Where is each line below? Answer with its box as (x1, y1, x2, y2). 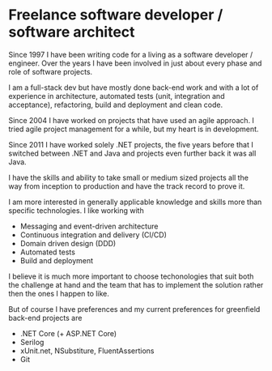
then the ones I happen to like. (8, 288, 109, 298)
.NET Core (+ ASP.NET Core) (19, 328, 117, 338)
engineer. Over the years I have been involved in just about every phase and (8, 58, 262, 68)
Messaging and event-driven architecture (19, 221, 159, 231)
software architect (8, 23, 135, 41)
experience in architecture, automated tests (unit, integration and (8, 91, 225, 100)
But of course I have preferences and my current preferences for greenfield (8, 304, 261, 313)
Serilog (19, 337, 45, 347)
